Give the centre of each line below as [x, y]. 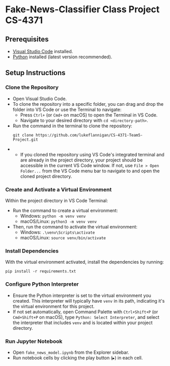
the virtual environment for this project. [54, 306]
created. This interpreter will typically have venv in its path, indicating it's [89, 301]
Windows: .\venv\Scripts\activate [58, 232]
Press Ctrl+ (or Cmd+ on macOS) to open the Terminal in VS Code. [89, 115]
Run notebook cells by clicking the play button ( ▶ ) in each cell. [78, 358]
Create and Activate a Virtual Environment [59, 189]
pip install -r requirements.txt [41, 271]
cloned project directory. [46, 176]
